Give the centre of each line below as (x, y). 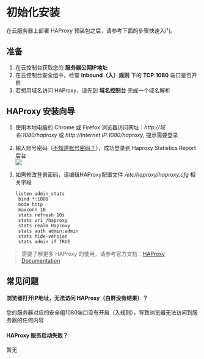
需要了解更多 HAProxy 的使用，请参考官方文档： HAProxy (93, 254)
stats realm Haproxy (44, 226)
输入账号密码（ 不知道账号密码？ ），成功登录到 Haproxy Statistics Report (106, 148)
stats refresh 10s (42, 215)
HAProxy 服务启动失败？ (37, 335)
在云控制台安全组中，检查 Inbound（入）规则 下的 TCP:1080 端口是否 (103, 75)
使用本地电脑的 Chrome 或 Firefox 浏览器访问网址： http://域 (90, 127)
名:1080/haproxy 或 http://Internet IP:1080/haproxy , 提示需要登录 (97, 135)
